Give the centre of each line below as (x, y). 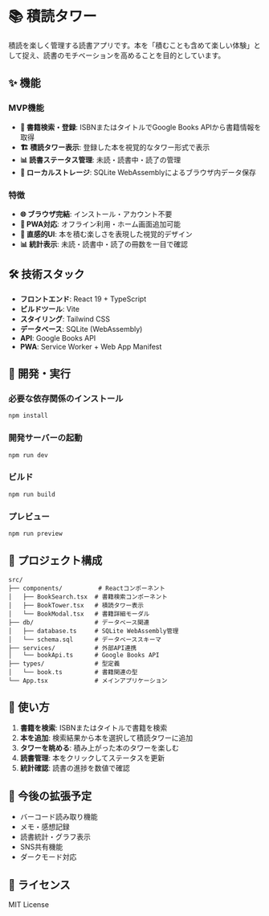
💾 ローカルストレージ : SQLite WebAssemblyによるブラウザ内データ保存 (138, 172)
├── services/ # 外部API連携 (73, 648)
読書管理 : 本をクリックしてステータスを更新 (92, 758)
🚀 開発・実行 (39, 374)
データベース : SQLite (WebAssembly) (81, 329)
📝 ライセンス (39, 885)
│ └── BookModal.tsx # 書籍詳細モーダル (79, 614)
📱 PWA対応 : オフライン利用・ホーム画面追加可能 (100, 224)
